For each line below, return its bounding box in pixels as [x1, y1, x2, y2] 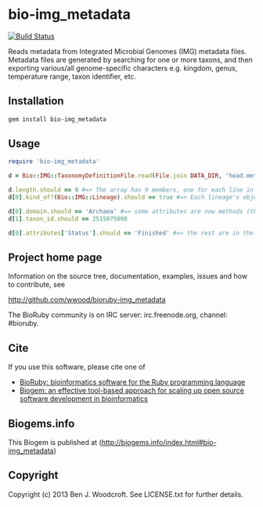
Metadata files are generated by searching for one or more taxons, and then [8, 55, 253, 64]
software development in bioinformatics [19, 394, 149, 403]
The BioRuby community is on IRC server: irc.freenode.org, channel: [8, 310, 229, 319]
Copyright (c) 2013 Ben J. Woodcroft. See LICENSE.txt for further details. [8, 489, 244, 499]
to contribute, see [8, 280, 65, 290]
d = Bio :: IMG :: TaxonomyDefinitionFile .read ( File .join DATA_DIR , [8, 172, 222, 180]
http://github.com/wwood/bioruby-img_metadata [8, 295, 166, 305]
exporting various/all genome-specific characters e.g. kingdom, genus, [8, 63, 238, 72]
